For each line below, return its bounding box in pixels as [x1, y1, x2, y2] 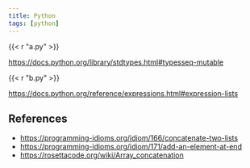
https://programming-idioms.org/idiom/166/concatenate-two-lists [19, 133, 239, 143]
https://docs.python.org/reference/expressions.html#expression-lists [8, 88, 239, 98]
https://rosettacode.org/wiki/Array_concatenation [19, 150, 184, 160]
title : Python [8, 11, 56, 20]
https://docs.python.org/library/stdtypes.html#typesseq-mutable [8, 57, 224, 67]
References [8, 111, 68, 125]
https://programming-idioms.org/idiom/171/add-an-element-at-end [19, 142, 242, 152]
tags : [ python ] [8, 19, 60, 27]
